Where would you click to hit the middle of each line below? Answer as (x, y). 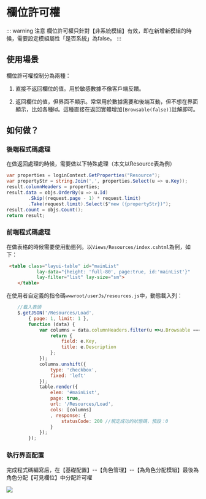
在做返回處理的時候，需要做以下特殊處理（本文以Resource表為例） (91, 164)
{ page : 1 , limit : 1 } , (59, 318)
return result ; (26, 215)
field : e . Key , (79, 341)
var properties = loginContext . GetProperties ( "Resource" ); (83, 175)
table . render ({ (59, 387)
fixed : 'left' (68, 375)
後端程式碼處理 (29, 150)
